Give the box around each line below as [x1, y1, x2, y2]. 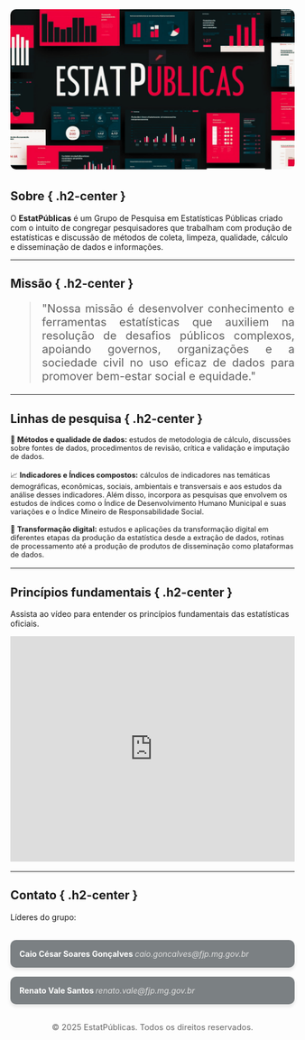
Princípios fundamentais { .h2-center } [10, 584, 233, 600]
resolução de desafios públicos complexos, [42, 328, 295, 344]
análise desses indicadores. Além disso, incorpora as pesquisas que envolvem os [10, 491, 288, 500]
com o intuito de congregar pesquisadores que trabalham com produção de [10, 222, 292, 233]
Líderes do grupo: [10, 911, 77, 923]
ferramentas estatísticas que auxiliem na [42, 315, 295, 330]
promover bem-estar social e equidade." [42, 369, 256, 384]
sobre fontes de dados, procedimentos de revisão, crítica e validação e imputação [10, 444, 290, 454]
